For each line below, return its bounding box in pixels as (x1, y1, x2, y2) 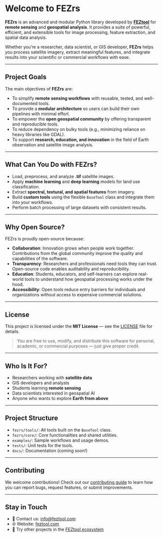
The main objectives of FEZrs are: (5, 86, 73, 91)
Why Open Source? (5, 223, 65, 231)
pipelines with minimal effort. (12, 110, 70, 117)
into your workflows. (12, 199, 53, 205)
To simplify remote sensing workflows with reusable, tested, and (12, 95, 143, 101)
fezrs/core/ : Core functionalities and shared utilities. (12, 432, 118, 438)
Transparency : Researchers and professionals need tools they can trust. (12, 261, 158, 267)
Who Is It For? (5, 362, 48, 370)
